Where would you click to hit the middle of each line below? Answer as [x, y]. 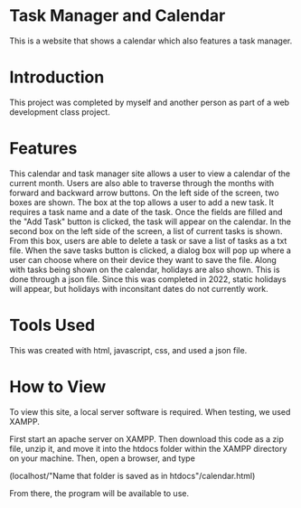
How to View [58, 386]
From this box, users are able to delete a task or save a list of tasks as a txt [148, 240]
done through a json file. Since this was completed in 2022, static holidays [148, 279]
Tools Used [52, 325]
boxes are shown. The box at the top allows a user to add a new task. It [141, 202]
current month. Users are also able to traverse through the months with [141, 183]
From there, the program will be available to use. [99, 493]
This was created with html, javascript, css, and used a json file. [128, 350]
